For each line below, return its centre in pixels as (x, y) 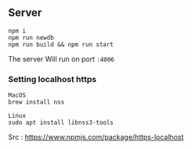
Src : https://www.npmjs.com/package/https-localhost (96, 137)
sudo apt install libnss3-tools (61, 123)
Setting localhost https (52, 79)
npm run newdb (31, 37)
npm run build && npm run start (61, 44)
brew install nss (36, 102)
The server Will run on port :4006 (62, 59)
